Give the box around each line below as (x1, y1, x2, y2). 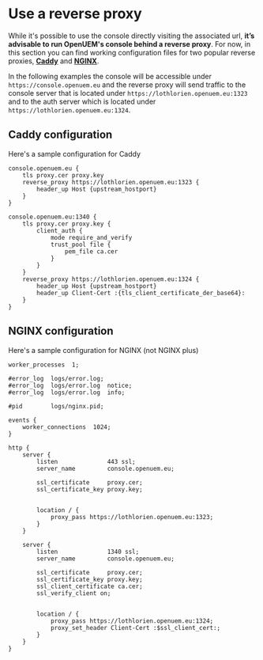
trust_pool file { (50, 241, 111, 248)
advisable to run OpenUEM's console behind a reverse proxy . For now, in (8, 39, 251, 48)
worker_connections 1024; (22, 423, 111, 431)
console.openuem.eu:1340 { (8, 213, 97, 221)
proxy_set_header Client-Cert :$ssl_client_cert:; (50, 624, 221, 632)
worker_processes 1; (8, 361, 80, 369)
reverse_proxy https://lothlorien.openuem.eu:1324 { (22, 275, 200, 283)
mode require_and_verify (50, 233, 133, 241)
